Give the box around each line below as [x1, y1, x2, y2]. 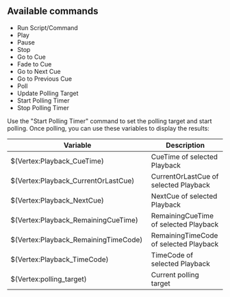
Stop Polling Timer [16, 103, 70, 112]
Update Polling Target [16, 89, 79, 97]
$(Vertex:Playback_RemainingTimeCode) [10, 235, 143, 244]
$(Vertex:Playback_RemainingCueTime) [10, 215, 138, 224]
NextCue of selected [151, 191, 218, 201]
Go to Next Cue [16, 67, 61, 75]
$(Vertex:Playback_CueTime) [10, 156, 104, 166]
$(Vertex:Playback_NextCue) [10, 195, 105, 205]
